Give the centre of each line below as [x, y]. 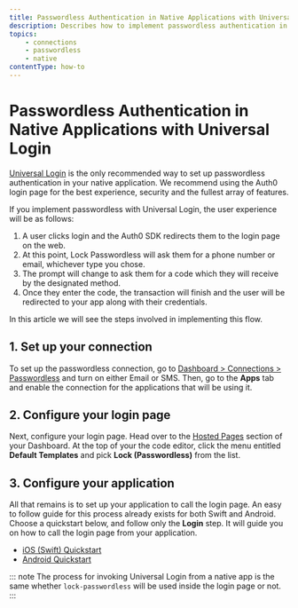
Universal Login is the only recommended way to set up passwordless [137, 173]
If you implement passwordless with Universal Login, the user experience [143, 209]
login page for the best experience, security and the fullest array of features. [149, 192]
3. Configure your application [92, 483]
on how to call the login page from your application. [103, 533]
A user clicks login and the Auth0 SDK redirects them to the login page [151, 235]
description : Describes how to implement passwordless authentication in [149, 26]
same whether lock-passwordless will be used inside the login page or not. [145, 586]
